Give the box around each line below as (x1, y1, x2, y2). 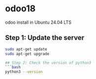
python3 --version (5, 70, 43, 75)
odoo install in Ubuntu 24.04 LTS (5, 19, 71, 25)
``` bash (5, 65, 21, 70)
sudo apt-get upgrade (5, 51, 50, 56)
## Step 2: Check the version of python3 (5, 60, 92, 65)
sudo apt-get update (5, 46, 48, 52)
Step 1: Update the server (5, 34, 85, 42)
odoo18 (5, 3, 36, 14)
